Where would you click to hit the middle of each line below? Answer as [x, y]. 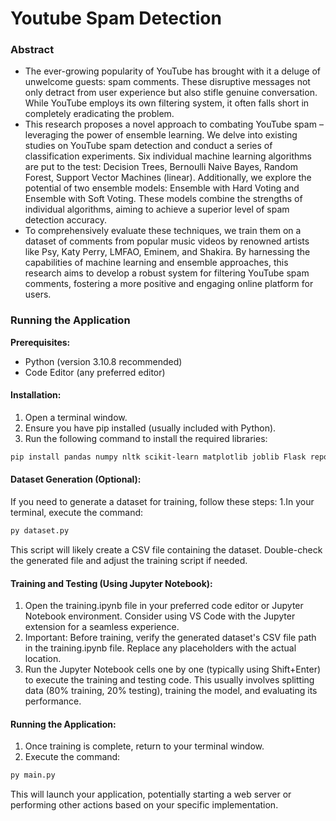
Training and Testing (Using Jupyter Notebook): [111, 583]
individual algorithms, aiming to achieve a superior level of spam [157, 209]
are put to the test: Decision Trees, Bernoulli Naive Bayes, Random [161, 167]
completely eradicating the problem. [99, 114]
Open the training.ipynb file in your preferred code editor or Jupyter [164, 606]
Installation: [36, 395]
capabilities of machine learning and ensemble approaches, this [156, 263]
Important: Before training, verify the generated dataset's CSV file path [170, 638]
